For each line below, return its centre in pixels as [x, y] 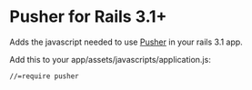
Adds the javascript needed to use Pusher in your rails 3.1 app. [126, 42]
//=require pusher [44, 76]
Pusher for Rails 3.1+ [88, 17]
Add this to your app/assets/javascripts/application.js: [110, 59]
